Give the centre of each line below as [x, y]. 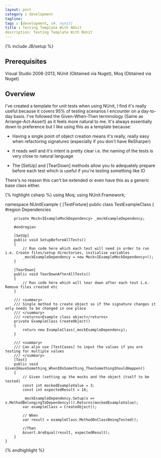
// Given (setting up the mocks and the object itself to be [86, 377]
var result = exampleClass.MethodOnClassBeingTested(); [80, 420]
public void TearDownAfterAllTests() [52, 274]
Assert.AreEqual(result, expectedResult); [66, 433]
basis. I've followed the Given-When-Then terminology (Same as [79, 116]
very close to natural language [43, 156]
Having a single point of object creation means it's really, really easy [81, 136]
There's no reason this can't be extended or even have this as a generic [77, 180]
